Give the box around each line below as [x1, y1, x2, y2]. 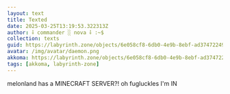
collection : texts [7, 35, 60, 42]
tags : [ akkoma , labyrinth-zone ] [7, 61, 99, 67]
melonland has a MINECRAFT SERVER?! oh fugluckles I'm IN [7, 79, 178, 87]
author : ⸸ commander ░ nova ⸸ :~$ [7, 29, 104, 36]
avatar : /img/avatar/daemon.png [7, 48, 99, 55]
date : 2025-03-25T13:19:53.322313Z [7, 22, 109, 29]
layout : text [7, 10, 44, 17]
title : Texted [7, 16, 48, 23]
